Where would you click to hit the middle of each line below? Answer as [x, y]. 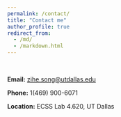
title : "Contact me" [37, 20]
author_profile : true [39, 26]
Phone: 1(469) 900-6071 [42, 93]
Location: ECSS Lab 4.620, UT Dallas [61, 106]
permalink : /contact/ [39, 14]
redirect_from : [29, 33]
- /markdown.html [39, 46]
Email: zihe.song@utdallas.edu [51, 79]
